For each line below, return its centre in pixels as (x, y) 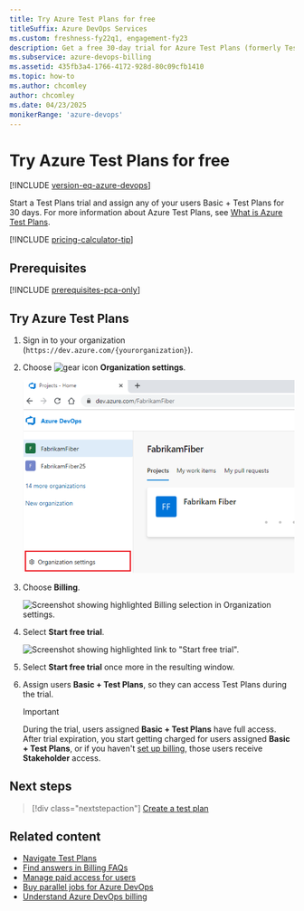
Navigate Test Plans (60, 859)
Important (41, 711)
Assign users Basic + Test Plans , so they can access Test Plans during (155, 684)
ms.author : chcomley (48, 86)
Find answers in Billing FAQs (75, 868)
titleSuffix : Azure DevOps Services (78, 28)
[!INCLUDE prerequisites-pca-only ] (75, 290)
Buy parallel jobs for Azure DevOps (88, 887)
